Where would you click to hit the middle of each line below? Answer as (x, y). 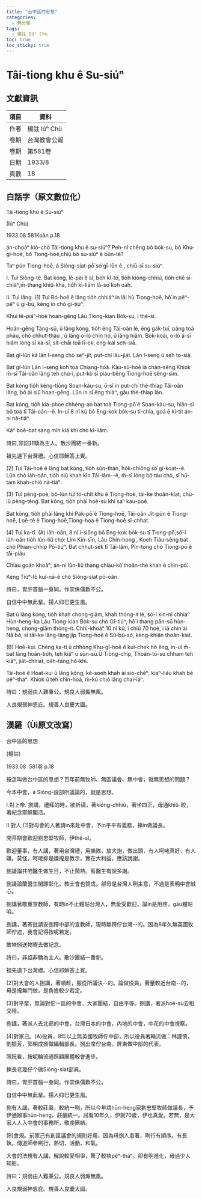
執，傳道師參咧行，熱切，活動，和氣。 (54, 1143)
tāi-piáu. (17, 553)
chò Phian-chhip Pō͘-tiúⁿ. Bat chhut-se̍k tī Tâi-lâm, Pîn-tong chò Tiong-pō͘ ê (99, 546)
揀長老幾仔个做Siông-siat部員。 (45, 1069)
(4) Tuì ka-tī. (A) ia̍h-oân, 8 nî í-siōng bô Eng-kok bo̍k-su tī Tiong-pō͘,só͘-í (96, 532)
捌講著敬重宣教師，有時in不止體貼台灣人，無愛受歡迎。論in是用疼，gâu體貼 (100, 904)
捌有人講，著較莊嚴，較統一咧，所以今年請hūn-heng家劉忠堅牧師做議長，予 (100, 1107)
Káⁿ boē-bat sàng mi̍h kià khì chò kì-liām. (57, 430)
